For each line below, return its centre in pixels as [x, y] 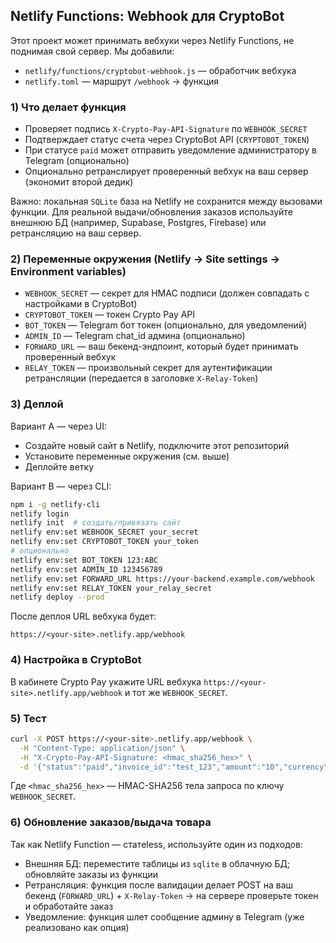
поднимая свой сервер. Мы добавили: [92, 51]
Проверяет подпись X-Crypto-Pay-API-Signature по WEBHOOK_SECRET [166, 129]
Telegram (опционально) [77, 161]
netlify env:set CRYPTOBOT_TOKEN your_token [104, 542]
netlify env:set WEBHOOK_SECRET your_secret [104, 532]
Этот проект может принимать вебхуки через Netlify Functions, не [152, 40]
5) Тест [28, 718]
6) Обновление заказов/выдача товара [111, 822]
